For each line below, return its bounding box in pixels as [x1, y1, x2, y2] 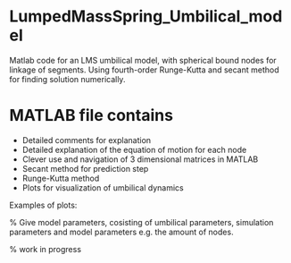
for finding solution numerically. [9, 73, 126, 84]
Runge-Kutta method [21, 173, 100, 183]
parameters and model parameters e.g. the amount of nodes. [9, 226, 234, 237]
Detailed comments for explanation [21, 134, 152, 145]
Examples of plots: [9, 199, 78, 210]
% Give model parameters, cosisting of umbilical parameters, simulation [9, 216, 274, 227]
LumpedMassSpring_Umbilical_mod [9, 6, 283, 27]
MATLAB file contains [9, 106, 174, 126]
